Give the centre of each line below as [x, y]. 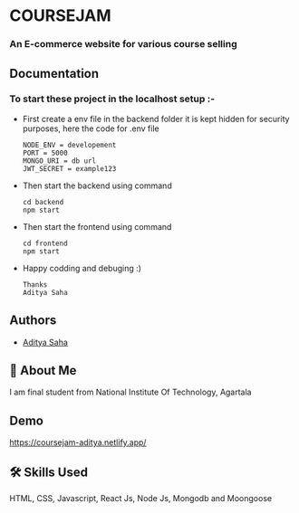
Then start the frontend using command [97, 226]
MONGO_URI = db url [59, 161]
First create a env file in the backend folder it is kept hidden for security [156, 119]
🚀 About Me [43, 370]
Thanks [35, 285]
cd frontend [45, 243]
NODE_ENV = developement [69, 145]
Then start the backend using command [97, 185]
